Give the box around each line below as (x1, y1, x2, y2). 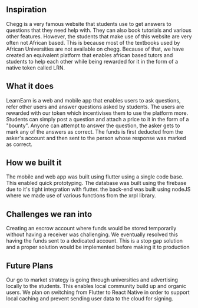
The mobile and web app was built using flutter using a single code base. (6, 173, 184, 180)
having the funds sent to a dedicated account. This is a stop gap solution (6, 237, 183, 244)
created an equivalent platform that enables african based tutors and (6, 51, 173, 58)
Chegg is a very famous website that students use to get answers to (6, 20, 172, 27)
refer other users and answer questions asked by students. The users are (6, 103, 184, 110)
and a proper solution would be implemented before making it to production (6, 244, 190, 251)
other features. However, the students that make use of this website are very (6, 32, 192, 40)
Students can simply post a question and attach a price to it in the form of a (6, 115, 189, 122)
